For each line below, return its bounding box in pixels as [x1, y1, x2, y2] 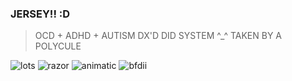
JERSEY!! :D [10, 7, 71, 21]
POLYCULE [34, 40, 82, 52]
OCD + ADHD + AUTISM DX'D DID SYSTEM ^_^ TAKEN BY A [34, 30, 282, 42]
